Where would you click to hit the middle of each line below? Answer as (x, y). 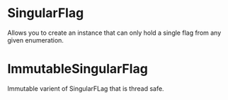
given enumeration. (35, 40)
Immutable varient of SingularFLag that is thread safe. (86, 88)
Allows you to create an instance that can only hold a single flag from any (114, 33)
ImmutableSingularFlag (78, 69)
